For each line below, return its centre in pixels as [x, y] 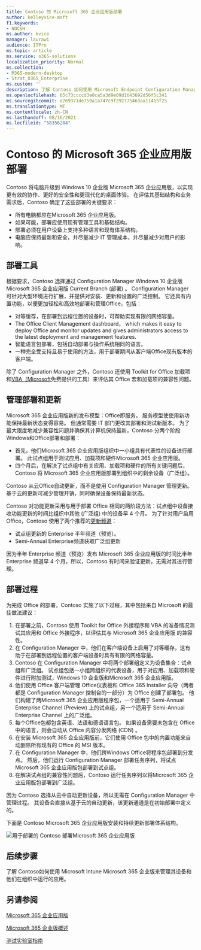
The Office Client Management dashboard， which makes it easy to [98, 323]
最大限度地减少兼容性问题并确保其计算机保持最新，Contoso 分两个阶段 [93, 430]
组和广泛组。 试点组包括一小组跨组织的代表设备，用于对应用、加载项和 [102, 670]
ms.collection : [25, 67]
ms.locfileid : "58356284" [38, 123]
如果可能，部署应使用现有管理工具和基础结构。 [72, 223]
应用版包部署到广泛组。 [49, 782]
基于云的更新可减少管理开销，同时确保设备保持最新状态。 [77, 493]
